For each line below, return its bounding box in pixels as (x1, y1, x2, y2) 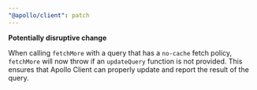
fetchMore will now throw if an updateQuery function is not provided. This (8, 56, 243, 66)
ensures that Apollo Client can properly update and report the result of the (8, 64, 250, 74)
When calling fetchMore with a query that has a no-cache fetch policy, (8, 48, 233, 57)
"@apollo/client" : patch (8, 11, 90, 20)
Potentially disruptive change (8, 33, 107, 42)
